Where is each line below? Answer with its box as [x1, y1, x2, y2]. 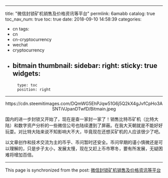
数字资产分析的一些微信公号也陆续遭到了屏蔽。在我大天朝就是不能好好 [18, 122, 163, 128]
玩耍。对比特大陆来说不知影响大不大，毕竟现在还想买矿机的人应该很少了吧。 [5, 128, 163, 134]
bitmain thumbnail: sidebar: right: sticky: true [12, 61, 157, 70]
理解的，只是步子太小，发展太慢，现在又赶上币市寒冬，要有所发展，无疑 [9, 145, 158, 151]
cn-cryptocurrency [12, 36, 52, 42]
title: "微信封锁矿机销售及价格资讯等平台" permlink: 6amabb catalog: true [5, 10, 155, 16]
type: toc [17, 82, 37, 87]
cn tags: [12, 26, 29, 31]
